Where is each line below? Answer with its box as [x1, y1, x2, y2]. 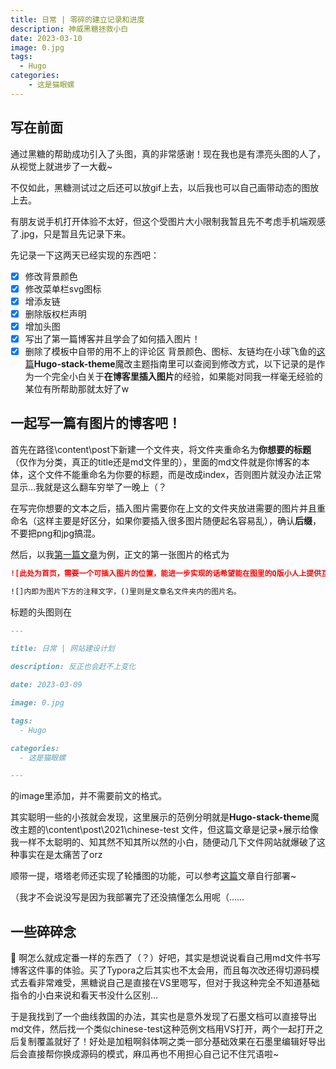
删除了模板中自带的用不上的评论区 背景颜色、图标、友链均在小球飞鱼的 [24, 345, 317, 357]
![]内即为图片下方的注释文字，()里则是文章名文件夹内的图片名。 [10, 586, 242, 596]
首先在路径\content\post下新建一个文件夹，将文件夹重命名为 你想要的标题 [10, 443, 312, 455]
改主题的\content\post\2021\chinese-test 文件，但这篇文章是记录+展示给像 [10, 824, 319, 836]
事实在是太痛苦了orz [18, 849, 103, 861]
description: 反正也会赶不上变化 [10, 662, 137, 672]
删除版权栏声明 [24, 307, 87, 320]
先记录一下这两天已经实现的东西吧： [10, 249, 160, 261]
